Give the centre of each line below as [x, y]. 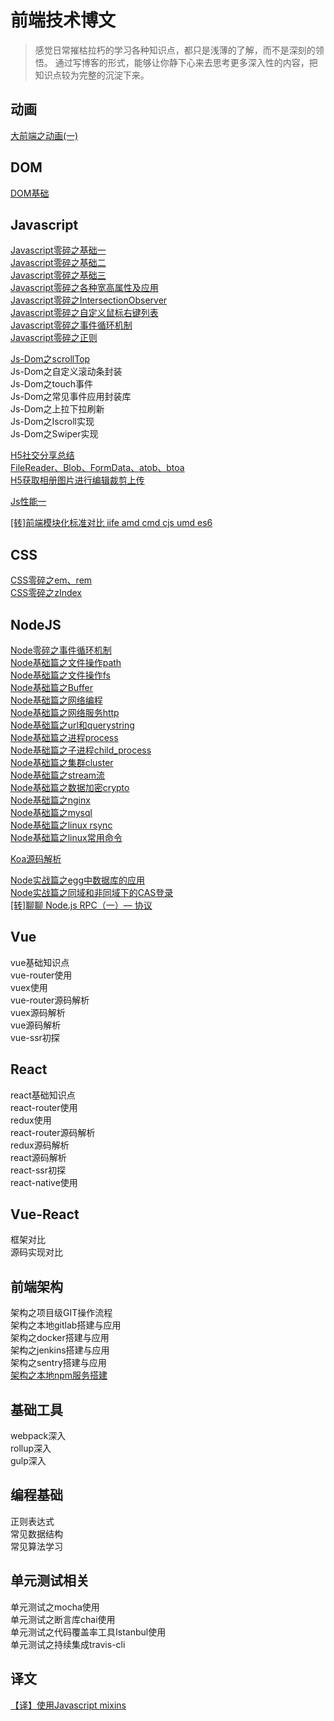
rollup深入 [31, 1448]
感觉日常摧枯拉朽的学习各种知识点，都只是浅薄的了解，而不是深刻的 [175, 50]
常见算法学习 [36, 1546]
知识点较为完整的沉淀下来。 [92, 75]
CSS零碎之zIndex [46, 593]
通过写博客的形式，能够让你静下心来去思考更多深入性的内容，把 [186, 62]
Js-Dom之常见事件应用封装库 [71, 397]
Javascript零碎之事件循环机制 [71, 325]
